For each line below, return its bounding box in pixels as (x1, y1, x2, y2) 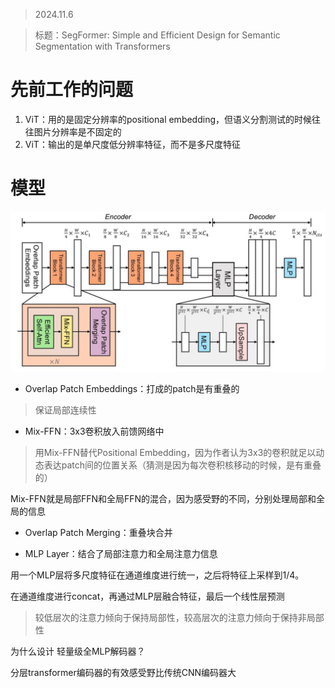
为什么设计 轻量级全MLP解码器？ (10, 645, 146, 657)
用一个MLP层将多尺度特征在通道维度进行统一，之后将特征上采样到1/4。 (10, 569, 305, 581)
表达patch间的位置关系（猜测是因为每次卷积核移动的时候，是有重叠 (43, 459, 322, 471)
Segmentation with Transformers (34, 40, 171, 52)
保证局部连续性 (34, 404, 97, 416)
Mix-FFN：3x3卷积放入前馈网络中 (24, 425, 165, 437)
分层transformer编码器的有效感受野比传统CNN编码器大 (10, 666, 237, 678)
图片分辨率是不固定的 (33, 125, 122, 138)
